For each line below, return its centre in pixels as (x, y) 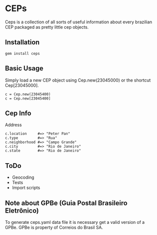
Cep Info (18, 113)
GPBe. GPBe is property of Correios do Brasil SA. (54, 227)
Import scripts (26, 188)
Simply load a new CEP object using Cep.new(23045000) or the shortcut (78, 80)
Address (13, 125)
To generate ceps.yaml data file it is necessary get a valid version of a (75, 222)
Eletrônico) (22, 210)
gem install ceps (23, 53)
